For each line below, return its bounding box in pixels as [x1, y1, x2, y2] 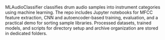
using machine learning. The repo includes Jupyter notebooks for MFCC [5, 9, 153, 15]
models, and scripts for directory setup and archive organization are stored [5, 25, 159, 31]
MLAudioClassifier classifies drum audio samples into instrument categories [5, 4, 161, 10]
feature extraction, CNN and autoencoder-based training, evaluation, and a [5, 15, 159, 20]
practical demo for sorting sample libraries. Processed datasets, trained [5, 20, 152, 26]
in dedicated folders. [5, 31, 48, 36]
